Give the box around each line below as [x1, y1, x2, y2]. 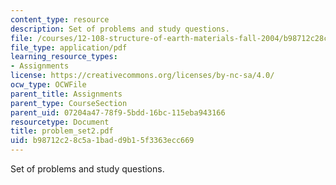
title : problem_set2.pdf [10, 126, 114, 136]
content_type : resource [10, 14, 110, 25]
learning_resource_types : [10, 52, 118, 62]
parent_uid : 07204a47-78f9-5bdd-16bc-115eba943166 [10, 107, 226, 118]
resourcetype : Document [10, 117, 110, 127]
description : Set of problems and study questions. [10, 24, 230, 34]
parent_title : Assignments [10, 89, 123, 99]
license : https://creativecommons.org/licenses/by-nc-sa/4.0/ [10, 71, 275, 81]
